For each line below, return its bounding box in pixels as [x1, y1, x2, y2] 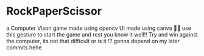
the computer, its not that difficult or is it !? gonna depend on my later [6, 37, 180, 44]
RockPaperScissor [6, 4, 102, 18]
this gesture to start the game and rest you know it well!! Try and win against [6, 30, 198, 38]
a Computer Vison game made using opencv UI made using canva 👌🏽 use [6, 24, 192, 32]
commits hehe [6, 44, 42, 51]
